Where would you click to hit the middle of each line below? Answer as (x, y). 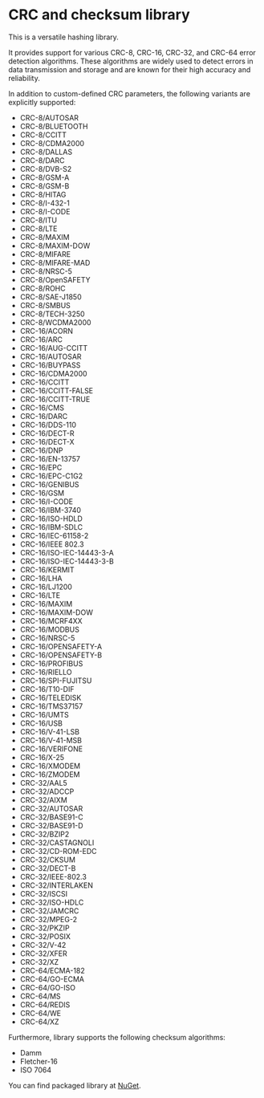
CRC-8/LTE (39, 228)
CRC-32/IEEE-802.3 (53, 876)
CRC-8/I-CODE (45, 211)
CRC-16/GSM (42, 493)
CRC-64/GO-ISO (48, 987)
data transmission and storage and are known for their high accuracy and (130, 69)
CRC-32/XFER (44, 954)
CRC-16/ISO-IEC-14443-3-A (67, 552)
